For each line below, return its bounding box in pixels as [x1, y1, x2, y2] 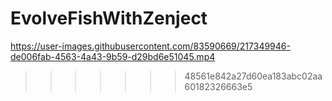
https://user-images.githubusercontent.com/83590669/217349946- [10, 40, 291, 52]
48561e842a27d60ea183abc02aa [184, 70, 323, 82]
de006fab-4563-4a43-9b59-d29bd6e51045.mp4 [10, 50, 216, 62]
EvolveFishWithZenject [10, 7, 208, 30]
